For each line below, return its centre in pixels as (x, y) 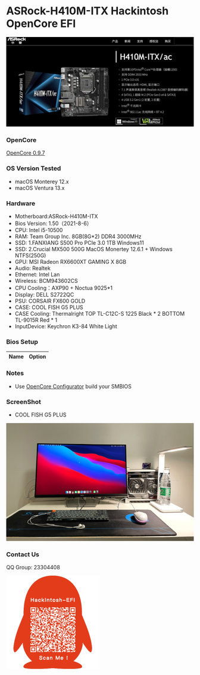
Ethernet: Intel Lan (37, 275)
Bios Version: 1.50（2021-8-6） (53, 224)
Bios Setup (22, 341)
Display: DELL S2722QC (44, 295)
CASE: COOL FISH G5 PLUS (49, 307)
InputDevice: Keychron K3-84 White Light (66, 326)
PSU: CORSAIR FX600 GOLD (50, 301)
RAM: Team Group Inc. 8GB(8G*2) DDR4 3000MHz (78, 236)
